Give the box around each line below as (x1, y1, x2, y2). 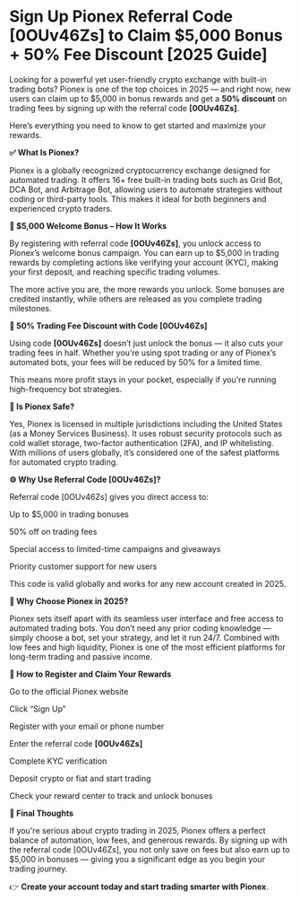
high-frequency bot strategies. (9, 383, 123, 394)
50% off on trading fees (9, 526, 98, 537)
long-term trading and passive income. (9, 651, 153, 661)
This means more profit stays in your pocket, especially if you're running (9, 374, 277, 385)
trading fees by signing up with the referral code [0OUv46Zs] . (9, 102, 240, 113)
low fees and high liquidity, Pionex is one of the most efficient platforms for (9, 642, 286, 652)
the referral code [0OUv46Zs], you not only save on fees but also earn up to (9, 844, 290, 854)
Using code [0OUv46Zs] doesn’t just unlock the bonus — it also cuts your (9, 337, 284, 348)
